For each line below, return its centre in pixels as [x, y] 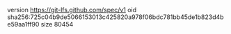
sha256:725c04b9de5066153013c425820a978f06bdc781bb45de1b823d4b [115, 17]
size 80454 [57, 24]
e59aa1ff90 [23, 24]
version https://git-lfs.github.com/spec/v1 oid [72, 10]
